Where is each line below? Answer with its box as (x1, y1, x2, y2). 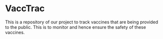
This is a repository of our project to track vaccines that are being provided (5, 19, 159, 25)
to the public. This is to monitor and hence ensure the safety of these (5, 24, 146, 30)
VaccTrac (5, 3, 45, 14)
